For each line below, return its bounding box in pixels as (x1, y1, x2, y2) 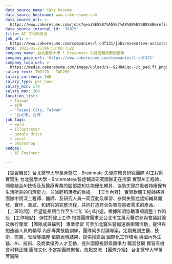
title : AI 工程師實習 (5, 31, 48, 36)
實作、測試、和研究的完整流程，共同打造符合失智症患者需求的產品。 (14, 201, 158, 208)
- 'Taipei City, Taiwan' (10, 108, 63, 113)
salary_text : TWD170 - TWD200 (5, 70, 70, 75)
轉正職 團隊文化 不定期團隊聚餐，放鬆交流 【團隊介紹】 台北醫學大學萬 (14, 247, 163, 253)
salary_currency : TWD (5, 74, 52, 79)
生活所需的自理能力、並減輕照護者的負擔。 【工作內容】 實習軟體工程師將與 (5, 189, 165, 195)
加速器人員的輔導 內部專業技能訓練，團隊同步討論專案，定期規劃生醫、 (5, 227, 155, 233)
